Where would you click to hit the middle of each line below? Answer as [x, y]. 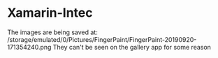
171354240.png [29, 47]
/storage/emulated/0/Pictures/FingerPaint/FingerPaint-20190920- [102, 39]
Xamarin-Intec [50, 13]
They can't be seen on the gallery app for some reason [132, 47]
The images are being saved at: [52, 32]
